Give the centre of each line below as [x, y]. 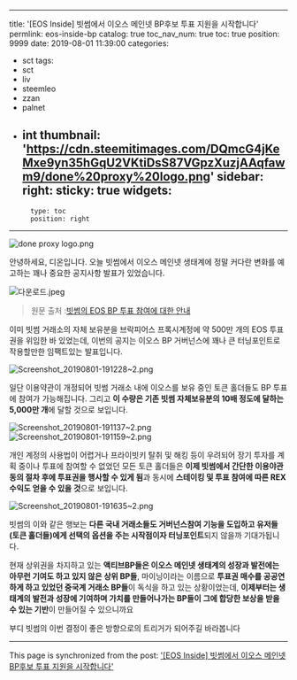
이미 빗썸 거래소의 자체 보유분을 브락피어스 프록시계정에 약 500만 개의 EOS [138, 329]
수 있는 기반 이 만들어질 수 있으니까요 [72, 609]
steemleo [39, 89]
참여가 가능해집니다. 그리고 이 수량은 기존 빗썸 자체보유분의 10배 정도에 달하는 [151, 398]
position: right [60, 219]
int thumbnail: [61, 135]
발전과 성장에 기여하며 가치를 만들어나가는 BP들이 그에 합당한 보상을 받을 [156, 598]
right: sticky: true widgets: [97, 191]
